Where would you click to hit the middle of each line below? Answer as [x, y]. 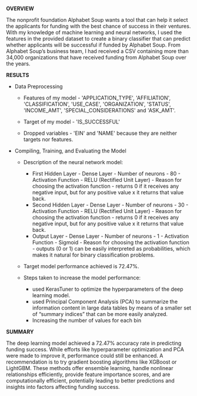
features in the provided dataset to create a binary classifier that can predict [98, 39]
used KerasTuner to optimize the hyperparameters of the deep [108, 289]
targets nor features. [48, 139]
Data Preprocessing [39, 86]
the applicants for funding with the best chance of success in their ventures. [98, 26]
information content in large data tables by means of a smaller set [112, 308]
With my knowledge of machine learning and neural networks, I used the [94, 32]
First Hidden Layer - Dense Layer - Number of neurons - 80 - [106, 174]
